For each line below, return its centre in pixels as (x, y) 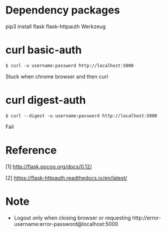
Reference (31, 150)
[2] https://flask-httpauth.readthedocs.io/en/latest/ (67, 178)
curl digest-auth (46, 100)
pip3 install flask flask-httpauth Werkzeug (56, 26)
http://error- (147, 218)
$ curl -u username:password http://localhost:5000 (69, 66)
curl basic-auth (44, 50)
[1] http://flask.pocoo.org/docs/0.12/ (49, 166)
